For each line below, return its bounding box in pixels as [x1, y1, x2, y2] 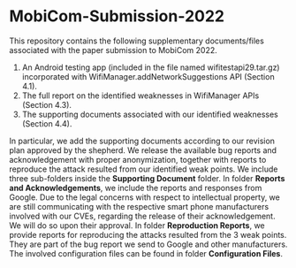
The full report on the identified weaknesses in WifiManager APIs [21, 90, 260, 101]
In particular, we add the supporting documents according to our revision [9, 135, 276, 146]
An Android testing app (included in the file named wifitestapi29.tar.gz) [21, 62, 280, 73]
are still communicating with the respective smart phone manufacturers [9, 201, 269, 211]
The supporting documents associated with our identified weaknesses [21, 109, 278, 119]
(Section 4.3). [21, 99, 72, 110]
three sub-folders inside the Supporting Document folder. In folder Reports [9, 172, 285, 183]
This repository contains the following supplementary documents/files [9, 35, 265, 46]
